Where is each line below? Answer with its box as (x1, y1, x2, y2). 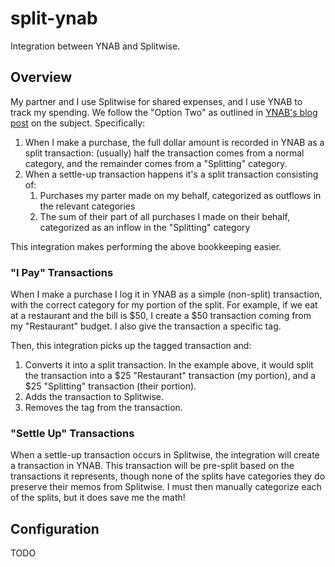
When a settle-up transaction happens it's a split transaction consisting (24, 168, 319, 180)
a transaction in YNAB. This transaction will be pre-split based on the (10, 460, 295, 472)
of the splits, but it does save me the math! (10, 492, 186, 504)
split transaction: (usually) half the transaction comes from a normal (24, 147, 305, 159)
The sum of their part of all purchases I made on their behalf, (39, 210, 290, 222)
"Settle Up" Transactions (10, 426, 135, 440)
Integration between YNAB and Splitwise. (10, 40, 181, 52)
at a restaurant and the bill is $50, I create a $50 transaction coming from (10, 310, 312, 322)
